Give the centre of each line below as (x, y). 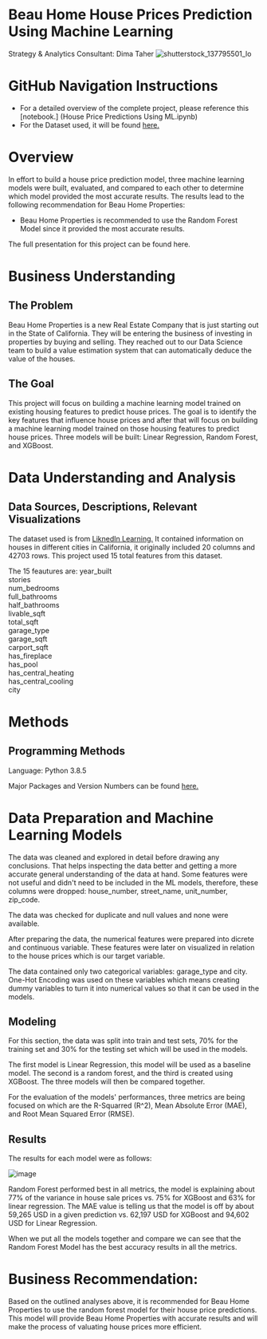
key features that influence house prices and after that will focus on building (133, 419)
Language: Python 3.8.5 (47, 770)
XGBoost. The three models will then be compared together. (107, 1081)
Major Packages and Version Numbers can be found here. (104, 786)
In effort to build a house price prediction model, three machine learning (126, 179)
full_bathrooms (33, 597)
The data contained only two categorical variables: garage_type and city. (128, 971)
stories (20, 579)
